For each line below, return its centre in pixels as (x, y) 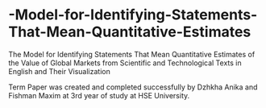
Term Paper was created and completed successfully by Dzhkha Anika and (133, 87)
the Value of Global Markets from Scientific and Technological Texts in (125, 63)
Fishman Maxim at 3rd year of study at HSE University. (99, 95)
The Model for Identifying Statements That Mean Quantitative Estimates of (132, 54)
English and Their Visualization (59, 71)
